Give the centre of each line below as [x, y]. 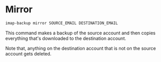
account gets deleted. [28, 54]
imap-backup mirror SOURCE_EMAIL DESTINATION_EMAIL [62, 23]
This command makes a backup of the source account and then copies [80, 33]
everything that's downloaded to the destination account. [66, 38]
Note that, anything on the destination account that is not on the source [81, 48]
